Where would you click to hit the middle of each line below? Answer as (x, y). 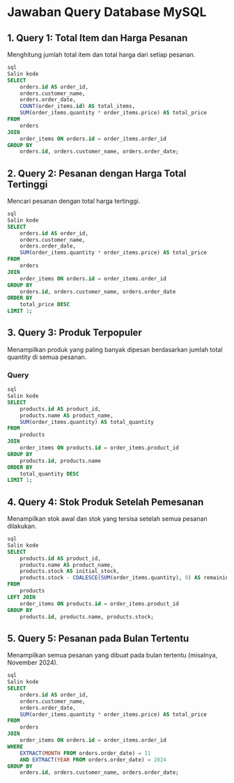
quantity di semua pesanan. (47, 357)
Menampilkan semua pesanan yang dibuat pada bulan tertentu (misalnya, (112, 655)
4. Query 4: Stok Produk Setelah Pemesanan (106, 502)
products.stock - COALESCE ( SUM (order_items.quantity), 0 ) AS (110, 578)
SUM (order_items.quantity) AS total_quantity (87, 422)
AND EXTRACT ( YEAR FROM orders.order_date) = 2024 (93, 760)
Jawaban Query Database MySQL (107, 12)
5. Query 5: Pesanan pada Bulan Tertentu (98, 638)
